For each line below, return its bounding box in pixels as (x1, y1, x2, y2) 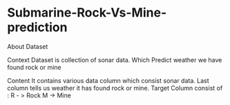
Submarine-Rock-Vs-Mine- (7, 5, 167, 21)
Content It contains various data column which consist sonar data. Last (7, 76, 209, 84)
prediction (7, 19, 68, 35)
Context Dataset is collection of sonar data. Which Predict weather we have (7, 55, 222, 64)
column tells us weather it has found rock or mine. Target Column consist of (7, 84, 223, 92)
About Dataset (7, 42, 48, 50)
